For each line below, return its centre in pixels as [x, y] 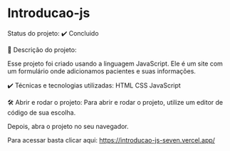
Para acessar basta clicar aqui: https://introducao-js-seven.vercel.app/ [111, 140]
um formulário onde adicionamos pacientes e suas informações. [101, 71]
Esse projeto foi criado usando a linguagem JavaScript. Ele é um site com [115, 63]
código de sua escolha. [42, 113]
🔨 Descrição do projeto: [42, 50]
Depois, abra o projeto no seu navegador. [68, 126]
